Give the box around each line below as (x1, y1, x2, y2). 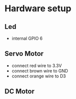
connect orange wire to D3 (11, 73, 66, 79)
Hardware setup (4, 3, 72, 14)
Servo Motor (4, 49, 44, 58)
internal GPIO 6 (11, 35, 43, 41)
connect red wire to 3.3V (11, 62, 62, 69)
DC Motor (4, 87, 35, 96)
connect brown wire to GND (11, 68, 68, 74)
